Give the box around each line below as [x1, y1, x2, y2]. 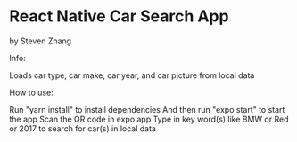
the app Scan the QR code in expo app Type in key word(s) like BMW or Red [9, 114, 289, 124]
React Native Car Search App [9, 6, 229, 27]
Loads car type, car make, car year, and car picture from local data [9, 69, 255, 81]
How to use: [9, 87, 54, 98]
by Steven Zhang [9, 35, 72, 46]
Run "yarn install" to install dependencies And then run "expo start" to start [9, 104, 285, 114]
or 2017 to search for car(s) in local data [9, 122, 156, 134]
